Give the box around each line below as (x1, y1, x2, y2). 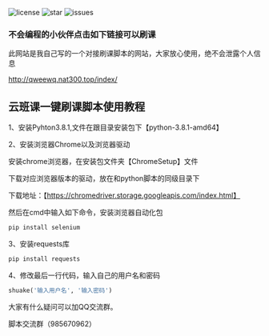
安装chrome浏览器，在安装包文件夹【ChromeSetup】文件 (8, 157, 199, 166)
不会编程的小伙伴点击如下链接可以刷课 (8, 29, 156, 40)
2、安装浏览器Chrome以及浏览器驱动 (8, 140, 130, 150)
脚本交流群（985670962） (8, 318, 96, 328)
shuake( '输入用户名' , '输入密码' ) (8, 286, 113, 294)
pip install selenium (8, 224, 81, 232)
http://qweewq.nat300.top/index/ (8, 74, 118, 84)
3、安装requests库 (8, 238, 70, 248)
